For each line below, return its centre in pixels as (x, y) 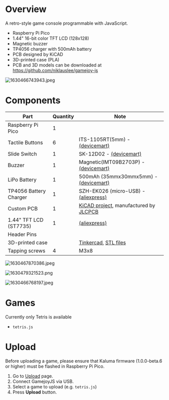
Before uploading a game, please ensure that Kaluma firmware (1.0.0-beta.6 (84, 361)
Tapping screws (27, 251)
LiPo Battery (22, 180)
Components (33, 100)
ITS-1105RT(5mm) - (105, 139)
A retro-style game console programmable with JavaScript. (67, 23)
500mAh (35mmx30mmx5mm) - (118, 176)
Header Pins (22, 234)
